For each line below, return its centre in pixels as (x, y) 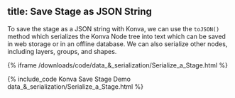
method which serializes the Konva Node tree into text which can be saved (116, 36)
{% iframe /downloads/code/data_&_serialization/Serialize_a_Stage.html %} (118, 65)
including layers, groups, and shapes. (62, 51)
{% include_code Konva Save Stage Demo (69, 79)
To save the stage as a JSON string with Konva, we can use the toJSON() (114, 28)
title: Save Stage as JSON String (80, 12)
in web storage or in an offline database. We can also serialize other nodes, (117, 44)
